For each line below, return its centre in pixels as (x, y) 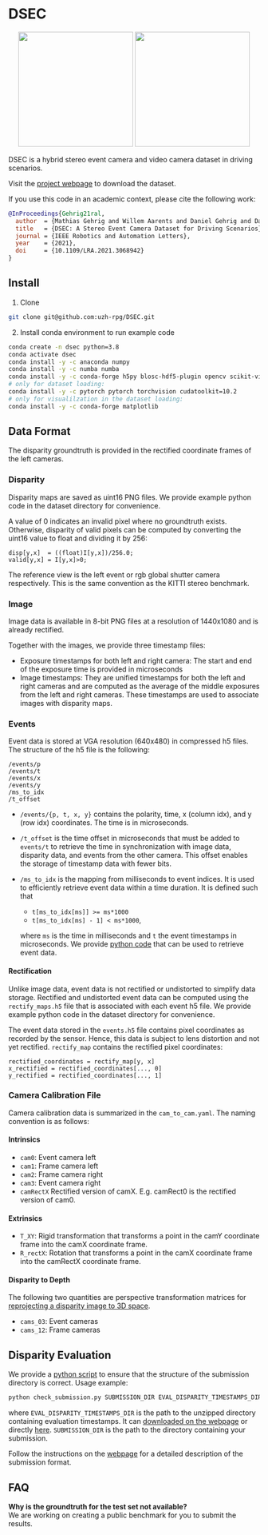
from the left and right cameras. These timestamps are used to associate (139, 695)
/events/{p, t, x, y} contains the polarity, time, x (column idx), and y (136, 814)
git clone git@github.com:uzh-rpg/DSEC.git (82, 317)
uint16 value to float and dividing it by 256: (78, 538)
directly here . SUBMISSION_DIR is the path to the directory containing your (127, 1430)
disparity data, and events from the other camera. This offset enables (134, 855)
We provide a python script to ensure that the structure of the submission (129, 1374)
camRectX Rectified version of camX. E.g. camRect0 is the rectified (128, 1191)
